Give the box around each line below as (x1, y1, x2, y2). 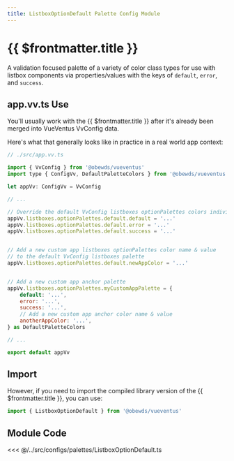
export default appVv (7, 349, 70, 356)
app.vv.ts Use (7, 98, 69, 110)
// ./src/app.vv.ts (7, 152, 64, 159)
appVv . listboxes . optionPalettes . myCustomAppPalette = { (7, 284, 173, 292)
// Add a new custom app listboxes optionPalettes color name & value (7, 247, 217, 254)
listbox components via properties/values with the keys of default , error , (7, 71, 218, 79)
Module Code (7, 427, 68, 439)
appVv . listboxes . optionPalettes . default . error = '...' (7, 221, 170, 228)
